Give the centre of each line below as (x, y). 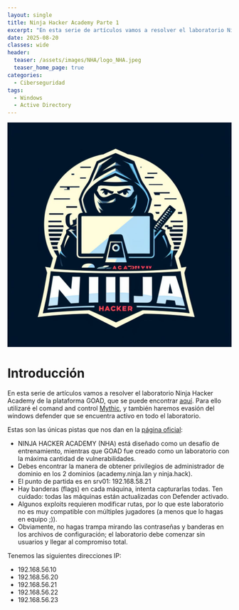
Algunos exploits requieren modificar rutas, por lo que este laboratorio (121, 504)
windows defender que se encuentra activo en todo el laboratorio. (104, 416)
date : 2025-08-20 (33, 38)
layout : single (30, 15)
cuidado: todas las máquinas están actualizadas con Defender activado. (123, 497)
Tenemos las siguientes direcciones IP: (64, 556)
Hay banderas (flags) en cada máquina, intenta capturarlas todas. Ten (120, 489)
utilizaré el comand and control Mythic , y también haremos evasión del (111, 408)
